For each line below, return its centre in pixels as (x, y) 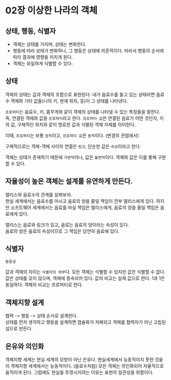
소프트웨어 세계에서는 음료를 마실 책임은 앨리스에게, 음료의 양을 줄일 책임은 (85, 207)
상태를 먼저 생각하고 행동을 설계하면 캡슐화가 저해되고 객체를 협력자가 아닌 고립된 (86, 322)
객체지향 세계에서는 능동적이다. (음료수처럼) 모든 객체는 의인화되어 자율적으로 (87, 366)
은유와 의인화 (25, 346)
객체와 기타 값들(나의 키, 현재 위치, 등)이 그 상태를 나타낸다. (69, 101)
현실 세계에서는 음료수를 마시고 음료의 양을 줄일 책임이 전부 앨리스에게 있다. (80, 201)
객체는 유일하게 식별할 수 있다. (43, 64)
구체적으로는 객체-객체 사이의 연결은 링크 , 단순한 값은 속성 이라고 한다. (73, 146)
